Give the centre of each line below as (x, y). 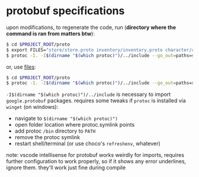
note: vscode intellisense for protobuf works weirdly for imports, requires (95, 155)
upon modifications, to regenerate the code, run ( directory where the (91, 27)
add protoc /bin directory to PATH (55, 131)
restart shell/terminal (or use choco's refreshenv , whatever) (88, 144)
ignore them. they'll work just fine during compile (66, 168)
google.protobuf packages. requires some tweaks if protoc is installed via (96, 101)
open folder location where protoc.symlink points (75, 125)
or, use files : (21, 67)
